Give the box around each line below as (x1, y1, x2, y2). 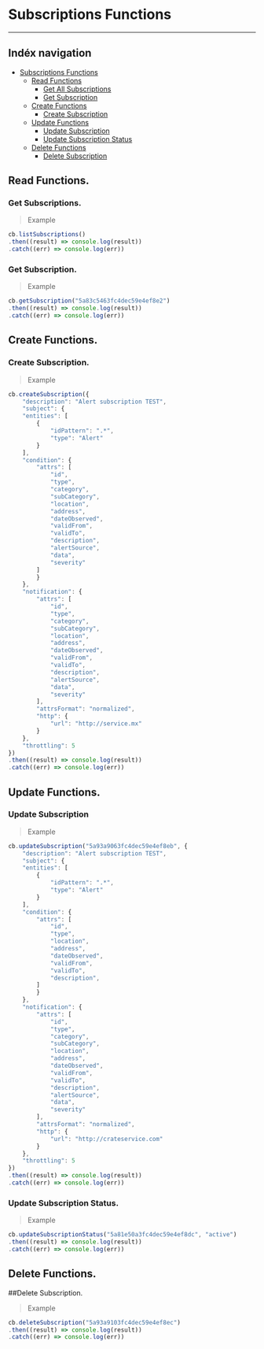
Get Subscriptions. (8, 198, 82, 209)
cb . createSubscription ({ (8, 390, 90, 398)
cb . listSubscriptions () (8, 231, 86, 239)
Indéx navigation (8, 46, 92, 60)
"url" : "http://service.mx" (49, 720, 143, 728)
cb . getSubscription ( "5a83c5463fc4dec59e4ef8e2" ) (8, 297, 170, 305)
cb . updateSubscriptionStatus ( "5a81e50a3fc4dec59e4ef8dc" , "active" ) (8, 1231, 237, 1239)
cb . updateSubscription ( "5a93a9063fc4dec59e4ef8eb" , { (8, 842, 189, 850)
